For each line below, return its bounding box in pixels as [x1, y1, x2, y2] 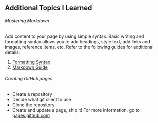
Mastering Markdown [5, 17, 50, 24]
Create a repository [12, 91, 52, 97]
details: [5, 49, 20, 55]
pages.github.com [12, 112, 50, 118]
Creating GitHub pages [5, 76, 53, 82]
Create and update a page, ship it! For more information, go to [12, 107, 140, 113]
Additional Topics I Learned [5, 4, 92, 12]
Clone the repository [12, 102, 55, 108]
